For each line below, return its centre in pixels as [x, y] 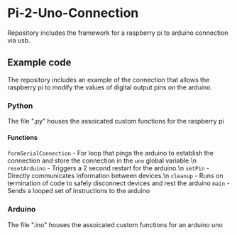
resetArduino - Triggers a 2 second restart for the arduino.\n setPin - [109, 168]
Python [20, 106]
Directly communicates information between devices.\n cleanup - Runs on [115, 176]
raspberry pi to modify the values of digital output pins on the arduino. [110, 87]
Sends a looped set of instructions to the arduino [79, 191]
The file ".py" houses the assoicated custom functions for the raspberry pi [116, 121]
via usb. [19, 40]
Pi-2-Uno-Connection [73, 13]
